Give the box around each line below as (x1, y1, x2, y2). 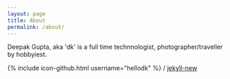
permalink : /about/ (7, 23, 65, 30)
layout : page (7, 10, 46, 18)
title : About (7, 17, 46, 24)
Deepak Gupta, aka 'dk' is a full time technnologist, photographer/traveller (7, 43, 223, 51)
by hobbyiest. (7, 50, 47, 59)
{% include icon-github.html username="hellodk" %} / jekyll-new (7, 64, 197, 73)
